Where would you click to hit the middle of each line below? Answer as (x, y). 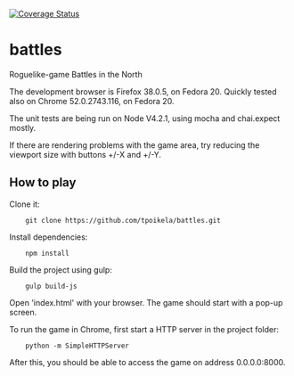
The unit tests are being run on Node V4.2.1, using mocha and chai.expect (145, 118)
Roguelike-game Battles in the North (76, 74)
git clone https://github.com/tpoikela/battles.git (123, 220)
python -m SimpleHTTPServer (77, 346)
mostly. (23, 127)
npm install (47, 253)
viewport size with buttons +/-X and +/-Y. (86, 154)
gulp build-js (51, 286)
